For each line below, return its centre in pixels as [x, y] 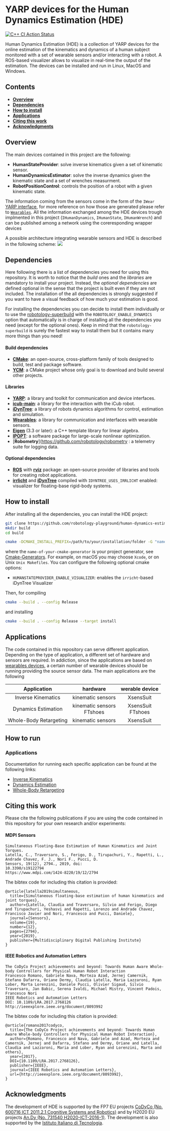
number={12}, [24, 927]
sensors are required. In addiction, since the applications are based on [79, 660]
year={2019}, [24, 936]
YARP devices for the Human [67, 9]
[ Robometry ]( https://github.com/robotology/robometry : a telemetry [84, 441]
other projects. [28, 375]
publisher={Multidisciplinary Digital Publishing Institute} [76, 940]
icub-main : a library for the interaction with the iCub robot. [74, 403]
